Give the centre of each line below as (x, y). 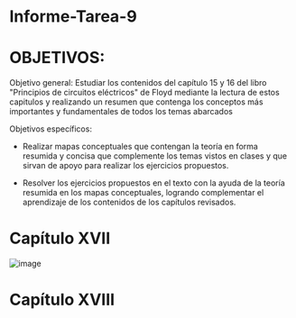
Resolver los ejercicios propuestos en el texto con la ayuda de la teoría (154, 183)
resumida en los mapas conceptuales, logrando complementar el (143, 193)
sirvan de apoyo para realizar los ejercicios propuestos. (125, 166)
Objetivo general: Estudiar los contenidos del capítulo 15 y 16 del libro (138, 83)
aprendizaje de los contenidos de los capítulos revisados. (129, 202)
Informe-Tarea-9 (73, 17)
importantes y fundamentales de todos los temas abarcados (121, 112)
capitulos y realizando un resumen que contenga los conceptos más (136, 102)
